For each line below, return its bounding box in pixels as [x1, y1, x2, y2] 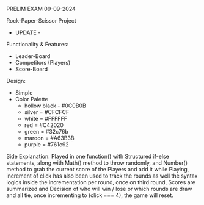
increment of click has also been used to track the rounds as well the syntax [6, 172, 198, 179]
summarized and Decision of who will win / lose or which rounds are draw [6, 185, 192, 192]
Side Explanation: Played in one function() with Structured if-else [6, 153, 169, 160]
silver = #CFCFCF [24, 109, 70, 115]
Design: [6, 77, 26, 84]
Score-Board [15, 65, 48, 73]
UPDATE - [15, 29, 41, 36]
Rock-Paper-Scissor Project [6, 17, 76, 24]
